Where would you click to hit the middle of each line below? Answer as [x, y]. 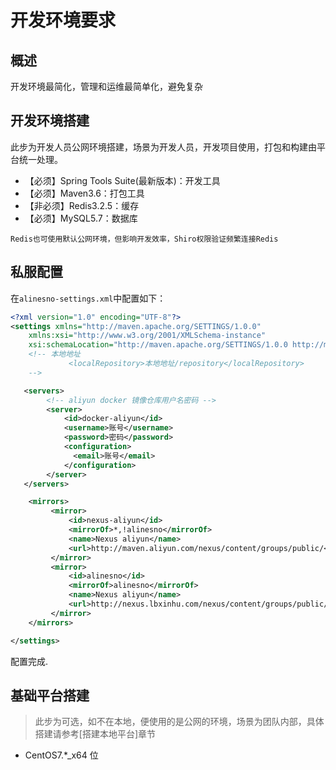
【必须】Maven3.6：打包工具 [84, 193]
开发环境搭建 [50, 121]
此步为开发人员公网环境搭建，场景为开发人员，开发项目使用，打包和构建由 [163, 147]
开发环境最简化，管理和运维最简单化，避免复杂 [106, 86]
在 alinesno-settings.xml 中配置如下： [88, 298]
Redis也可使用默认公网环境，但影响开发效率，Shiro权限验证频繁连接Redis [144, 239]
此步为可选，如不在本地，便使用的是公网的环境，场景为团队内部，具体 [179, 722]
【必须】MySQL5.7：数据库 [81, 218]
